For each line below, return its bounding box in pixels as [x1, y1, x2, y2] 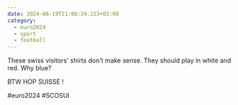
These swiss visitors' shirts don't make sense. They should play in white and [7, 56, 232, 65]
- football [13, 37, 46, 44]
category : [7, 17, 37, 24]
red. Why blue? [7, 64, 52, 72]
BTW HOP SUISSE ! [7, 77, 64, 86]
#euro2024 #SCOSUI [7, 92, 70, 100]
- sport [13, 30, 37, 38]
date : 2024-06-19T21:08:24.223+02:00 [7, 10, 119, 18]
